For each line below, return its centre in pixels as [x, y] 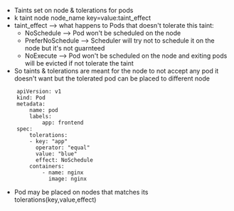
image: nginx [68, 179]
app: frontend [63, 123]
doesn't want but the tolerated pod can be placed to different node [112, 78]
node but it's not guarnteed [65, 48]
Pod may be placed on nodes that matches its [81, 192]
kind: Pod [31, 98]
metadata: [31, 104]
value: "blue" [56, 154]
